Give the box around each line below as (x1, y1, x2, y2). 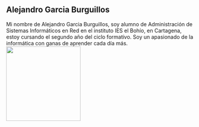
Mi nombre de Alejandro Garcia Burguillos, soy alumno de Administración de (6, 20, 193, 27)
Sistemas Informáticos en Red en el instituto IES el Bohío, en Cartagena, (6, 27, 182, 34)
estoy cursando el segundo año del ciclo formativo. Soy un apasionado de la (6, 33, 194, 41)
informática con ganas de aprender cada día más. (6, 39, 128, 47)
